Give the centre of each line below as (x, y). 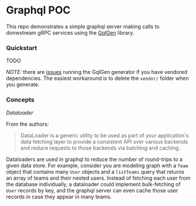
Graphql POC (38, 10)
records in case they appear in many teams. (59, 197)
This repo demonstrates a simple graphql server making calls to (83, 26)
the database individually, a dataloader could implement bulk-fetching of (93, 184)
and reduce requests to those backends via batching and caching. (100, 148)
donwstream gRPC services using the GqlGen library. (70, 32)
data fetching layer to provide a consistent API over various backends (104, 141)
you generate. (23, 85)
